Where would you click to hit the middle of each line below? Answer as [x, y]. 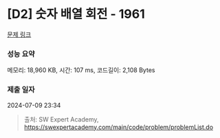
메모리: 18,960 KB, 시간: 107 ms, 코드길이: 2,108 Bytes [81, 70]
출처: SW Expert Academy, [61, 119]
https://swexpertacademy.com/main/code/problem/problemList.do [119, 127]
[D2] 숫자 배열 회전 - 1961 [76, 14]
